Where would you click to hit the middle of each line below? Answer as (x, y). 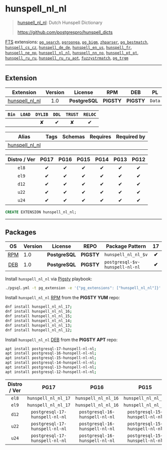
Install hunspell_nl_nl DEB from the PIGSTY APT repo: (61, 340)
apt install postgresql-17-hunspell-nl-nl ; (51, 349)
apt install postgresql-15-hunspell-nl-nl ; (51, 358)
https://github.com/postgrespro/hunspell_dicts (65, 32)
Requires (100, 136)
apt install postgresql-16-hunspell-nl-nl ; (51, 353)
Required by (131, 136)
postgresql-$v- (122, 262)
